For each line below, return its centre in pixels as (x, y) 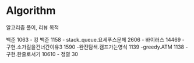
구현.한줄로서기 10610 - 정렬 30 (42, 54)
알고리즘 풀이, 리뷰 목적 (33, 27)
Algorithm (31, 11)
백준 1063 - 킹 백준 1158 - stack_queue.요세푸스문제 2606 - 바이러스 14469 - (95, 39)
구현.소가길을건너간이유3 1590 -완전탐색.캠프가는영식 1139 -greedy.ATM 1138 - (97, 47)
